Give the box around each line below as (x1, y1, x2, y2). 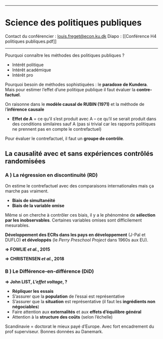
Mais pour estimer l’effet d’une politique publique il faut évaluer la (5, 86, 136, 92)
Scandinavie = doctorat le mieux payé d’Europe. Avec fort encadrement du (5, 323, 154, 329)
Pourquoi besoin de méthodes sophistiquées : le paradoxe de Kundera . (5, 81, 148, 87)
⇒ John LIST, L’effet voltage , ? (5, 279, 67, 285)
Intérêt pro (12, 72, 33, 78)
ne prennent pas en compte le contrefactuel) (12, 126, 102, 132)
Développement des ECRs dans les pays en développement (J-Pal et (5, 232, 146, 237)
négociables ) (12, 304, 40, 309)
